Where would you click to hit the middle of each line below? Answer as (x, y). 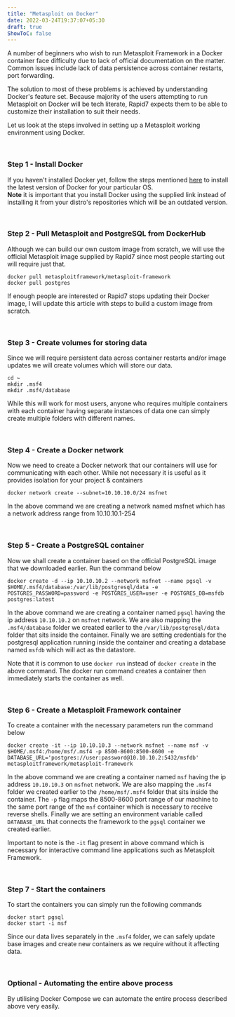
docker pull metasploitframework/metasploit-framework (89, 277)
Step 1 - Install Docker (45, 164)
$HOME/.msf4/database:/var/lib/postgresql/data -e (83, 587)
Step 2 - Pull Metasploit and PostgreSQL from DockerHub (107, 234)
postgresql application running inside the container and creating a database (117, 642)
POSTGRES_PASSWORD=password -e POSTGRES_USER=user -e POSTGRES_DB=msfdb (116, 593)
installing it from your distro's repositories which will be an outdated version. (117, 202)
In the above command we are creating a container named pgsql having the (116, 612)
